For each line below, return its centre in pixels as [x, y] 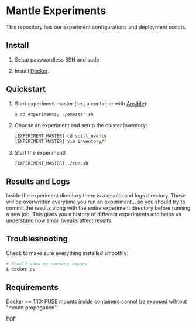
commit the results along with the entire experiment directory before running [98, 208]
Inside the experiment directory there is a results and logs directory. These [96, 195]
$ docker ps [20, 269]
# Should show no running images [47, 264]
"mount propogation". [32, 308]
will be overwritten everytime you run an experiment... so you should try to [96, 202]
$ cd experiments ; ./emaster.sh [54, 114]
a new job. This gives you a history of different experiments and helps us [94, 214]
